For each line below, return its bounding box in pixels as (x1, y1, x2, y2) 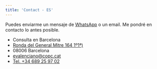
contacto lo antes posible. (5, 26, 60, 33)
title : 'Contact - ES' (5, 7, 54, 13)
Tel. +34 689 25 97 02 (12, 58, 60, 64)
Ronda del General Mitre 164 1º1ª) (12, 42, 83, 48)
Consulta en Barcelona (12, 37, 61, 43)
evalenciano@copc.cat (12, 53, 61, 59)
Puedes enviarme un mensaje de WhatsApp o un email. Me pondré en (5, 21, 152, 27)
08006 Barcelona (12, 47, 49, 53)
